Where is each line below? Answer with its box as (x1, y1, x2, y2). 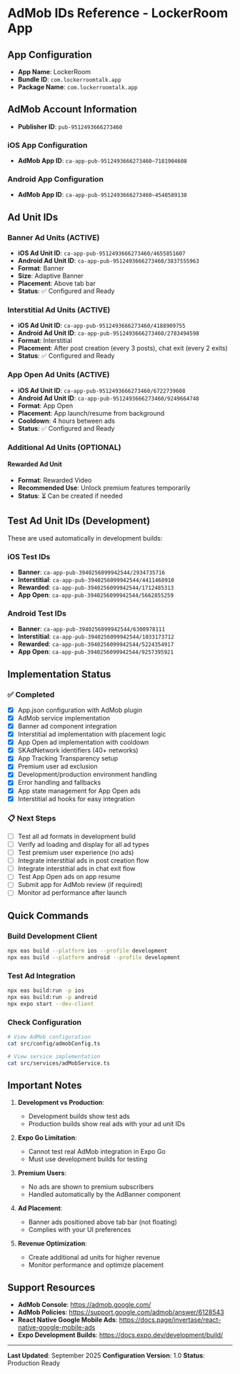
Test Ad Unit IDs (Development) (7, 515, 151, 527)
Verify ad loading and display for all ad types (17, 841, 150, 849)
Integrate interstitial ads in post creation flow (17, 856, 149, 865)
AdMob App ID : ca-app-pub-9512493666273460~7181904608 (17, 156, 188, 165)
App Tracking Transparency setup (17, 754, 119, 763)
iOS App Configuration (7, 140, 88, 150)
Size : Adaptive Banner (17, 271, 84, 280)
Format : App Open (17, 401, 74, 410)
